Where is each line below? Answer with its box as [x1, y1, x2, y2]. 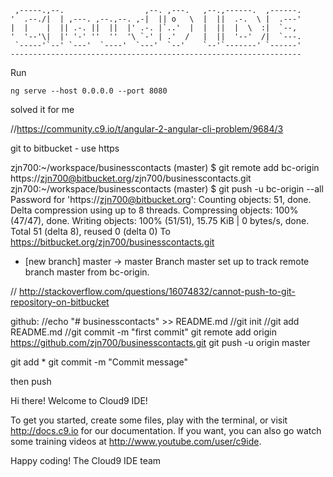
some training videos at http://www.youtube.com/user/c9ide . [10, 436, 262, 447]
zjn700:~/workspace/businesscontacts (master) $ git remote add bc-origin [10, 162, 320, 173]
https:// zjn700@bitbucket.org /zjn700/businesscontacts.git [10, 172, 252, 184]
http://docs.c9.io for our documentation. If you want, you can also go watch [10, 425, 322, 436]
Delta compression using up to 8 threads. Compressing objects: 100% [10, 204, 299, 216]
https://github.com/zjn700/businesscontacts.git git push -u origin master [10, 337, 311, 348]
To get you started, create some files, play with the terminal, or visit [10, 414, 288, 426]
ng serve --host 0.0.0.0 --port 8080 [10, 86, 168, 96]
